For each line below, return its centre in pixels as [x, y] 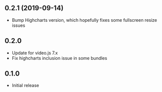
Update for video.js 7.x [35, 53]
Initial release [25, 86]
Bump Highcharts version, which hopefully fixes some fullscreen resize [84, 20]
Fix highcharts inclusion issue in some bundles [59, 58]
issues [18, 25]
